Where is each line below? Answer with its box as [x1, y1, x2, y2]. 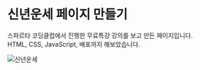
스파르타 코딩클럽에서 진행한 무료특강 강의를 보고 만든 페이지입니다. [7, 31, 193, 40]
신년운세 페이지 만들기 [7, 6, 128, 23]
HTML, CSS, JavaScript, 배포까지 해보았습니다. [7, 40, 140, 48]
